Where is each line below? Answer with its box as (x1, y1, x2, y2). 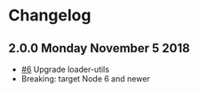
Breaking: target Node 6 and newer (20, 74, 150, 84)
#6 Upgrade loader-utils (20, 64, 110, 74)
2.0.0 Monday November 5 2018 (8, 41, 190, 56)
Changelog (8, 5, 92, 26)
